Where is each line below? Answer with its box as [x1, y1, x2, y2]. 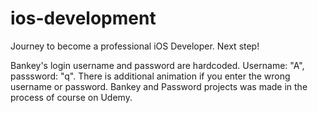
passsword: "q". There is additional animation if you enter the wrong [10, 70, 291, 82]
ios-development [10, 7, 157, 30]
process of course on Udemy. [10, 91, 133, 103]
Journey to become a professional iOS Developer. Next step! [10, 40, 260, 52]
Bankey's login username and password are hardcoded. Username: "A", [10, 59, 305, 71]
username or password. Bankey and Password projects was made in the [10, 80, 308, 92]
